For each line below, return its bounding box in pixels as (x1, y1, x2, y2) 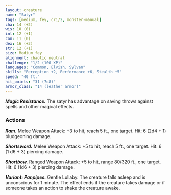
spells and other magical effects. (5, 103, 74, 109)
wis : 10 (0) (5, 27, 31, 32)
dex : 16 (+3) (5, 41, 33, 46)
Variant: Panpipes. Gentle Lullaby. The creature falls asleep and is (5, 174, 146, 180)
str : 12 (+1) (5, 46, 33, 51)
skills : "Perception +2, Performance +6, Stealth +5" (5, 70, 123, 75)
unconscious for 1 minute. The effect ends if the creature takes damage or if (5, 179, 165, 185)
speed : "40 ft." (5, 74, 40, 80)
